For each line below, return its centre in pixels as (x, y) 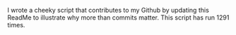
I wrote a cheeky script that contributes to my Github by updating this (108, 10)
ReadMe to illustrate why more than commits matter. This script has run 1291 (118, 17)
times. (16, 25)
